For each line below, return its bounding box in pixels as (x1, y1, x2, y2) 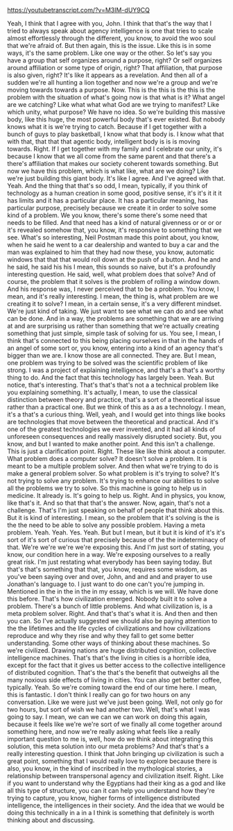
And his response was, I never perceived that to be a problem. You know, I (7, 285, 219, 293)
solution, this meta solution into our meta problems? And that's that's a (7, 742, 209, 750)
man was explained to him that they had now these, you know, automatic (7, 248, 215, 256)
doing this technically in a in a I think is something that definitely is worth (7, 809, 215, 816)
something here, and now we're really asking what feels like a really (7, 728, 200, 735)
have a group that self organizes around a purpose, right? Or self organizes (7, 56, 223, 65)
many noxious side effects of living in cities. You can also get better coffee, (7, 676, 222, 684)
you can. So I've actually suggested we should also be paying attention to (7, 617, 218, 625)
